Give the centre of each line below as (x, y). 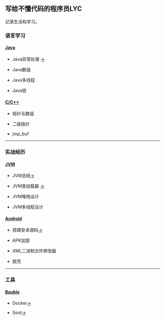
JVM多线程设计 (28, 207)
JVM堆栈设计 (26, 197)
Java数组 (21, 69)
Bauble (13, 292)
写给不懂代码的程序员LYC (44, 9)
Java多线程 (24, 80)
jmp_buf (20, 134)
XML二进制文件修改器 (34, 251)
